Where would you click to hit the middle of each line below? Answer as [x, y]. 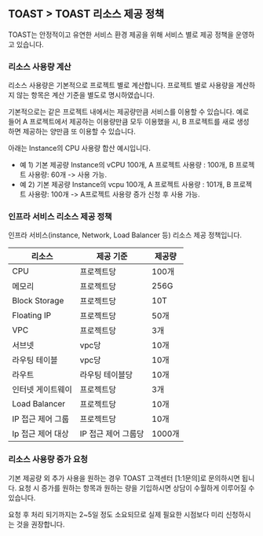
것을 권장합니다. [40, 524]
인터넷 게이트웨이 [42, 390]
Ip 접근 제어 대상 [40, 434]
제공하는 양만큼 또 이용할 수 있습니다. [79, 131]
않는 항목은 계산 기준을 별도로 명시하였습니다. [86, 95]
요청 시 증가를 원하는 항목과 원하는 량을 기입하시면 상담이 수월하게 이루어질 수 [137, 488]
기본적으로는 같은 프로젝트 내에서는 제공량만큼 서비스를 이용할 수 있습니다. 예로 [129, 112]
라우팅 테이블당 [106, 375]
